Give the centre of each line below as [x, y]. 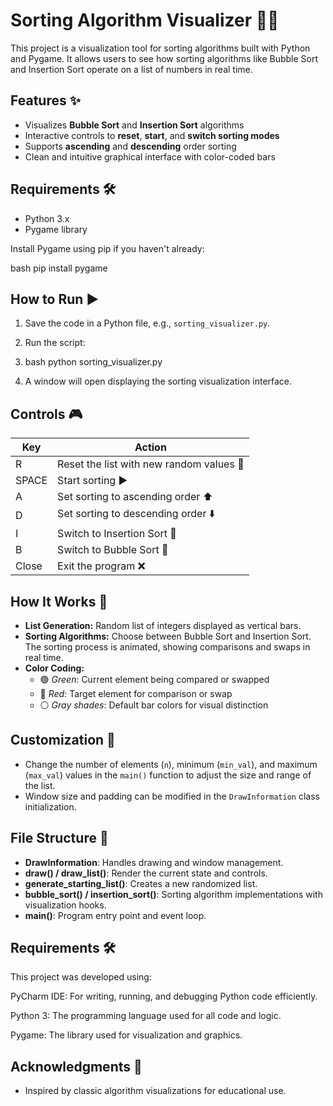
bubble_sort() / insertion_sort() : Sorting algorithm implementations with [173, 894]
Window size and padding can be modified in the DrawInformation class [172, 796]
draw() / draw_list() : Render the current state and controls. [146, 873]
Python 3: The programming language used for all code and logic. [146, 1016]
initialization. [50, 806]
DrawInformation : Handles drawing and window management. [154, 862]
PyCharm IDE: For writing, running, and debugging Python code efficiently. [164, 996]
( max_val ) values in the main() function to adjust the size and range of [168, 775]
